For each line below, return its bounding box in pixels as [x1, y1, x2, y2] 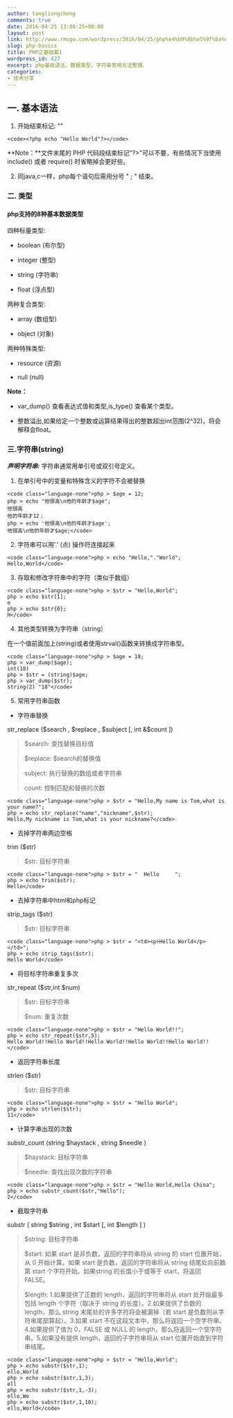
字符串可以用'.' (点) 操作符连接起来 [17, 540, 116, 548]
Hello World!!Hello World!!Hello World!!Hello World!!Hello [7, 1038, 185, 1045]
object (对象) [17, 330, 54, 338]
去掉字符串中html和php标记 [17, 896, 96, 904]
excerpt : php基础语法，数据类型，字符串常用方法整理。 [7, 62, 148, 69]
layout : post [7, 29, 45, 37]
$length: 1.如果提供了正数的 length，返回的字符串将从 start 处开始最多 [24, 1290, 224, 1299]
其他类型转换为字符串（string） [17, 624, 107, 632]
